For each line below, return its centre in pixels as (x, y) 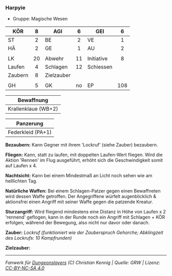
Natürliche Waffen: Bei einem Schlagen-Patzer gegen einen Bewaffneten (83, 191)
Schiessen (100, 67)
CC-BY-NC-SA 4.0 (25, 268)
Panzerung (30, 123)
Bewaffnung (33, 100)
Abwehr (55, 59)
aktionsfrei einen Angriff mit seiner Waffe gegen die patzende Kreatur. (79, 202)
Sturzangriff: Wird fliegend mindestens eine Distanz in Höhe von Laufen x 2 (86, 212)
